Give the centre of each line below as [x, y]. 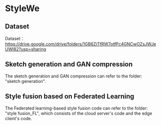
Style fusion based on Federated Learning [70, 97]
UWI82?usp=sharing [26, 49]
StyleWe [22, 8]
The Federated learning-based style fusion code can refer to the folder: [76, 108]
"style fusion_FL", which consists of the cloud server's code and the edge [79, 113]
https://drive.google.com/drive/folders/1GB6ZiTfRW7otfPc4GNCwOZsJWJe [80, 44]
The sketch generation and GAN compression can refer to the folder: [73, 76]
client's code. [19, 118]
